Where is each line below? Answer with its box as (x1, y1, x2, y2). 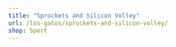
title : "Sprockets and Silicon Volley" (8, 11, 140, 20)
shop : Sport (8, 26, 48, 34)
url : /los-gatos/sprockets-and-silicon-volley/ (8, 19, 169, 27)
